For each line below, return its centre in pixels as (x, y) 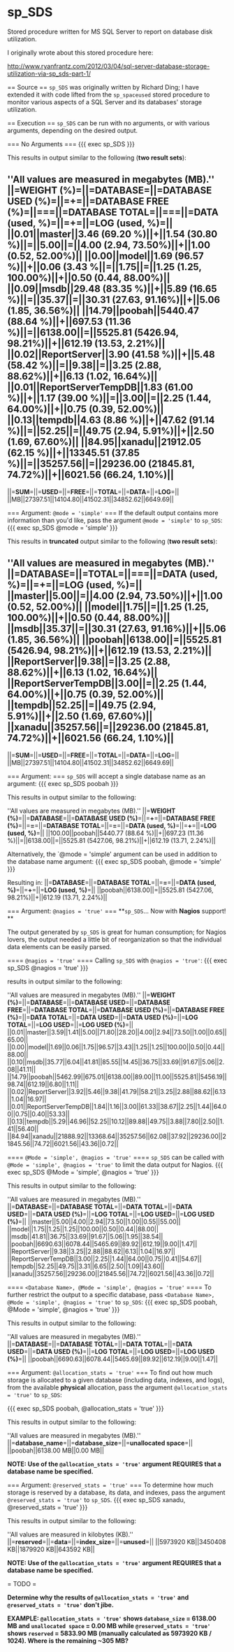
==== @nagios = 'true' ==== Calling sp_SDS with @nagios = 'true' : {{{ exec (117, 960)
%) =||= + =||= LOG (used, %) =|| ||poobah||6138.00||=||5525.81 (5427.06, (110, 890)
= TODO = (22, 1583)
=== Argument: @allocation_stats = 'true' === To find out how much (110, 1372)
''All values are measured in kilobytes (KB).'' (71, 1534)
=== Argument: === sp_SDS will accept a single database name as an (107, 776)
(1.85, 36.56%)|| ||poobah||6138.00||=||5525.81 (115, 640)
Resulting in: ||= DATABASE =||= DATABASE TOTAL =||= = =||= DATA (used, (112, 882)
